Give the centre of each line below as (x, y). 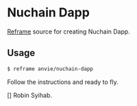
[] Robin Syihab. (30, 95)
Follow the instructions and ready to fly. (63, 82)
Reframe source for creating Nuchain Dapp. (68, 31)
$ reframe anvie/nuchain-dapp (50, 69)
